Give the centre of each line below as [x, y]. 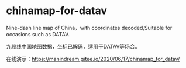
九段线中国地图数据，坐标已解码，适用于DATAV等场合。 [73, 46]
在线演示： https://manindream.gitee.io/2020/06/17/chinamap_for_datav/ [93, 59]
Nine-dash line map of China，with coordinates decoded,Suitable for [89, 28]
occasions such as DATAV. [38, 34]
